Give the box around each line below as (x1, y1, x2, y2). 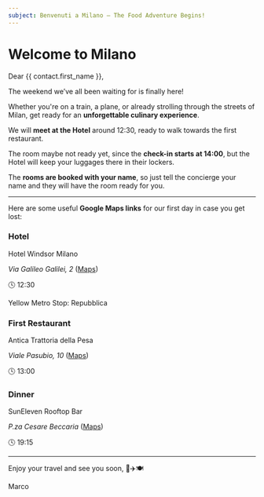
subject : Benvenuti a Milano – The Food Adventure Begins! (8, 11, 206, 20)
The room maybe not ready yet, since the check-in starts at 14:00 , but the (8, 148, 250, 158)
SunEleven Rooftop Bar (8, 407, 83, 416)
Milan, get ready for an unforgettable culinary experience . (8, 110, 200, 119)
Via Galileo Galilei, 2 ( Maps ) (8, 264, 99, 273)
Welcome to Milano (8, 45, 137, 63)
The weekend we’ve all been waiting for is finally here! (8, 86, 185, 96)
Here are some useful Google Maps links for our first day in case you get (8, 203, 245, 213)
